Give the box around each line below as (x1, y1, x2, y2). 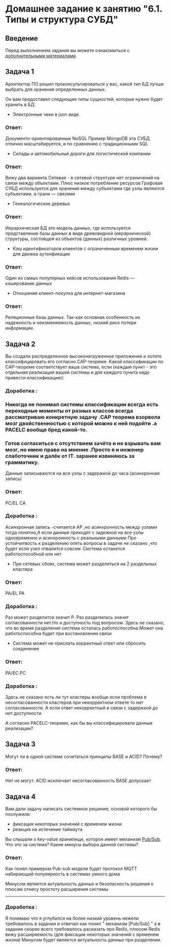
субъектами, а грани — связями (5, 191, 75, 197)
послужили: (5, 811, 31, 817)
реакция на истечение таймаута (12, 826, 82, 832)
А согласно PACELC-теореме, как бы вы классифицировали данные (5, 720, 153, 726)
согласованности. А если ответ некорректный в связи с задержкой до (5, 705, 158, 711)
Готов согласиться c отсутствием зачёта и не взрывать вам (5, 440, 161, 447)
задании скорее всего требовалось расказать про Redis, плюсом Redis (5, 926, 160, 932)
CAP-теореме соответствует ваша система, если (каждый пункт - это (5, 364, 157, 370)
